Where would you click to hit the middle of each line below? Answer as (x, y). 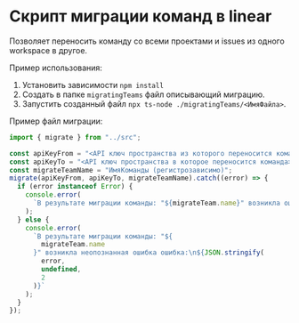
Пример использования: (56, 68)
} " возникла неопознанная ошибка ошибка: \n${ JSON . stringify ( (149, 253)
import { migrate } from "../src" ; (75, 137)
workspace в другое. (48, 50)
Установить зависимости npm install (93, 85)
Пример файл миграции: (56, 121)
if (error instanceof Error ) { (75, 187)
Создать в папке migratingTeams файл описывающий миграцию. (143, 94)
